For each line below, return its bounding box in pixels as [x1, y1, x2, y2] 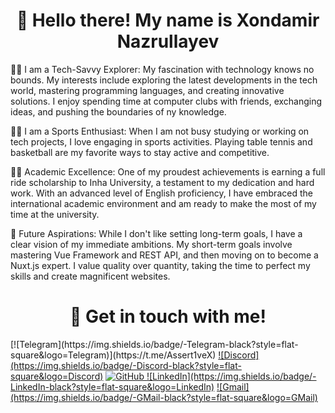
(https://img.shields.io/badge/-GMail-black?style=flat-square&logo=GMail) [10, 391, 318, 403]
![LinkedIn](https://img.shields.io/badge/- [146, 370, 317, 382]
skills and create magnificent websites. [10, 270, 171, 282]
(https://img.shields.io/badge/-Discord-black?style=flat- [10, 359, 242, 371]
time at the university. [10, 208, 100, 220]
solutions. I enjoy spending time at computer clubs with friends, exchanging [10, 95, 323, 107]
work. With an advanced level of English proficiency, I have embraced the [10, 187, 313, 199]
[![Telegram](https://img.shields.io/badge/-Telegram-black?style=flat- [10, 338, 299, 350]
